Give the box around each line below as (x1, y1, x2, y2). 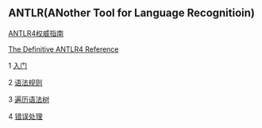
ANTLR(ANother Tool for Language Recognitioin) (8, 6, 256, 20)
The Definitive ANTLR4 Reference (8, 44, 119, 54)
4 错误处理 (8, 111, 43, 121)
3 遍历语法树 (8, 95, 50, 104)
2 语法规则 (8, 77, 43, 87)
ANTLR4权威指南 (8, 28, 64, 38)
